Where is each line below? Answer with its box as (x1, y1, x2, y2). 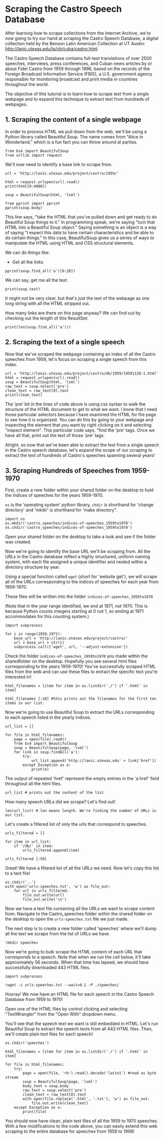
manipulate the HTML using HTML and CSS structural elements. (5, 240, 135, 246)
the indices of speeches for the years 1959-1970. (5, 492, 104, 498)
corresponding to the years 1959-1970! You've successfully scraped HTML (5, 664, 156, 670)
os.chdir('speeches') (5, 1041, 49, 1046)
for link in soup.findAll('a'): (14, 750, 80, 755)
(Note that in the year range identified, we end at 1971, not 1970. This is (5, 603, 148, 609)
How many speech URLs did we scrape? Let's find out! (5, 799, 116, 805)
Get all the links (12, 259, 44, 265)
